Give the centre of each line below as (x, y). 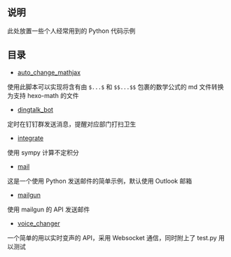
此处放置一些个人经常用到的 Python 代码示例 (71, 31)
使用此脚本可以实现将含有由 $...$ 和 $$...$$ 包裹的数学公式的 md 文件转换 (115, 87)
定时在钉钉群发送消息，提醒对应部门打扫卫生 (72, 124)
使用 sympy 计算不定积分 (43, 152)
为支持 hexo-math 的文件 (43, 95)
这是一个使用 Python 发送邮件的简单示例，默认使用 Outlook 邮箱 (100, 181)
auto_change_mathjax (49, 72)
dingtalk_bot (35, 109)
